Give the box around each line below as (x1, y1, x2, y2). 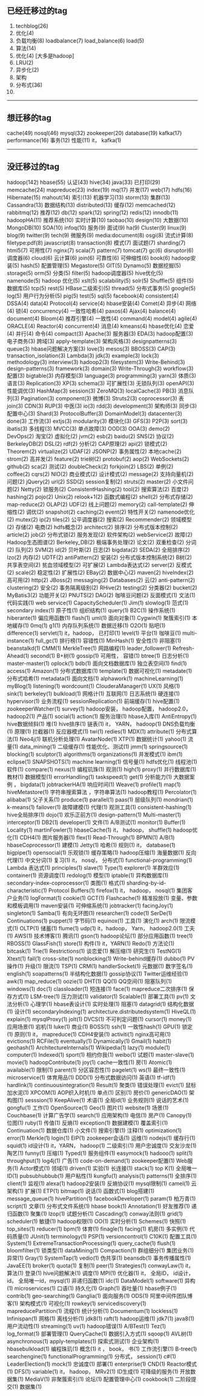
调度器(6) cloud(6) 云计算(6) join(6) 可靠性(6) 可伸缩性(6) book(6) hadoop (7, 254, 191, 262)
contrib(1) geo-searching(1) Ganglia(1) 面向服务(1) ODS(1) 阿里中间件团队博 (7, 1292, 193, 1300)
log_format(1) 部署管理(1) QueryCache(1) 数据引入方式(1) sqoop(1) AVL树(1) (7, 1330, 192, 1337)
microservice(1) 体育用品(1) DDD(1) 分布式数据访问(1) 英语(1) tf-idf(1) (7, 1074, 176, 1081)
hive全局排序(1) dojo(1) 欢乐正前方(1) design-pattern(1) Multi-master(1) (7, 811, 182, 819)
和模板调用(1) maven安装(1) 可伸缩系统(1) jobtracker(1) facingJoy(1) (7, 902, 174, 910)
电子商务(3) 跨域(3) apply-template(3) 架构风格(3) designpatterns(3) (7, 338, 177, 345)
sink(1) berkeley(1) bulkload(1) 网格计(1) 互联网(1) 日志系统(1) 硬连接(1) (7, 690, 180, 698)
